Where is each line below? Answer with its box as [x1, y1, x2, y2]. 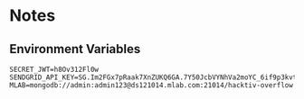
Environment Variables [9, 41, 141, 57]
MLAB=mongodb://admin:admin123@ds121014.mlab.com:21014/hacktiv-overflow [9, 81, 294, 90]
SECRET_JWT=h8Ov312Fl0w [9, 65, 100, 74]
